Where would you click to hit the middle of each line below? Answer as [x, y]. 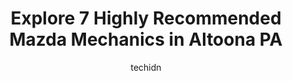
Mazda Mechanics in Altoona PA [146, 39]
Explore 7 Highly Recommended [146, 18]
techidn [146, 67]
